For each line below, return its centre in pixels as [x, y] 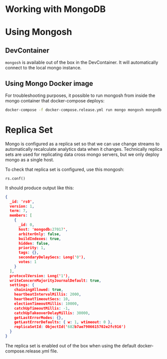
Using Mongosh [39, 32]
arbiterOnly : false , [40, 234]
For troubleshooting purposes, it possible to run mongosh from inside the [80, 95]
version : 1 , [22, 206]
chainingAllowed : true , [39, 290]
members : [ [21, 216]
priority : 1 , [32, 248]
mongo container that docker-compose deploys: [55, 101]
